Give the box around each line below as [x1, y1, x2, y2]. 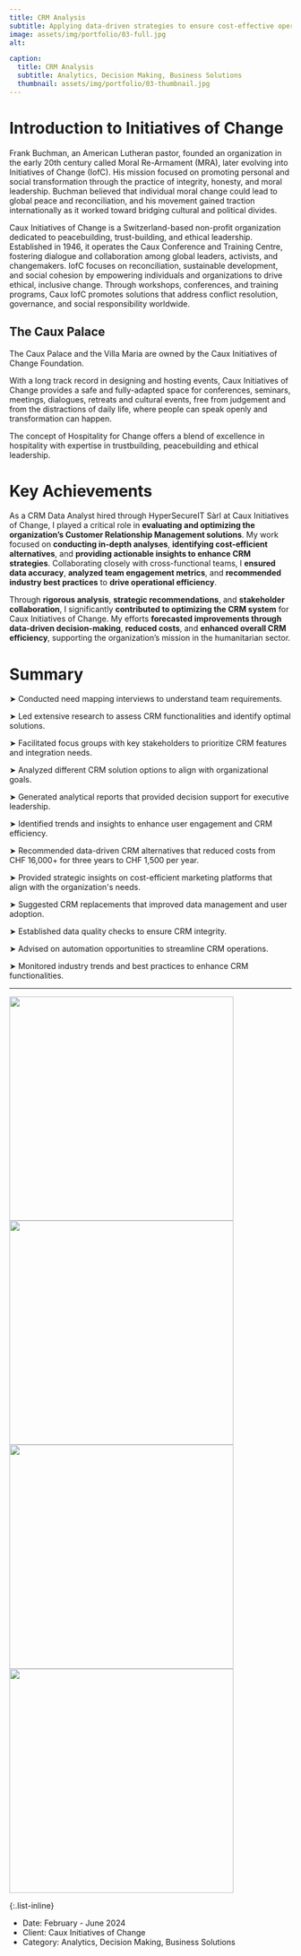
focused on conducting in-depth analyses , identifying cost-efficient [9, 539, 269, 550]
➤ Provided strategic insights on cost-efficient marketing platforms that [9, 872, 273, 883]
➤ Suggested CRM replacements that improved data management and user [9, 899, 288, 910]
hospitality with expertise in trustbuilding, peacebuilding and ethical [9, 440, 259, 451]
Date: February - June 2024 [21, 1917, 126, 1928]
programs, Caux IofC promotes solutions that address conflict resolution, [9, 289, 279, 299]
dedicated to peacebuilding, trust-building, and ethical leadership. [9, 231, 254, 242]
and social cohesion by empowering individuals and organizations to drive [9, 270, 283, 281]
